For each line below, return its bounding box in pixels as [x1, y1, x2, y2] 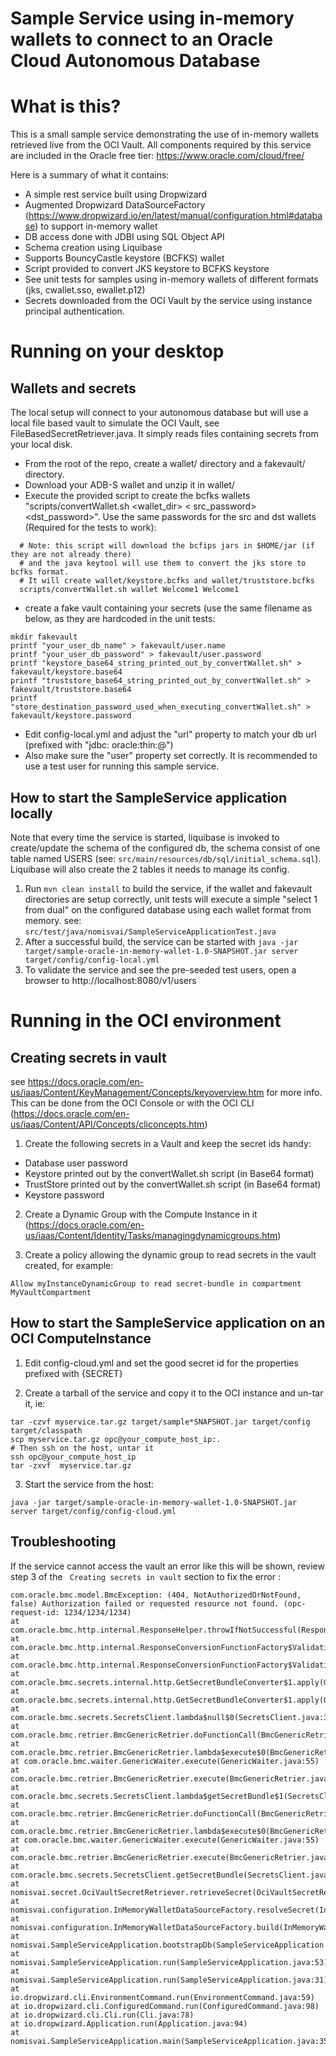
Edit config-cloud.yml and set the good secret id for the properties [24, 1357, 299, 1369]
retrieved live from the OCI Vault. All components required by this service [10, 139, 312, 151]
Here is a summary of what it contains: [10, 169, 170, 181]
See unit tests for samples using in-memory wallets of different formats [24, 273, 319, 286]
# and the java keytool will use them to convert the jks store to [19, 558, 307, 569]
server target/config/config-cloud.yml [10, 1506, 177, 1516]
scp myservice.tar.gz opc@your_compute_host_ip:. [10, 1434, 222, 1444]
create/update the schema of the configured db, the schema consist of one [10, 842, 321, 854]
